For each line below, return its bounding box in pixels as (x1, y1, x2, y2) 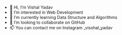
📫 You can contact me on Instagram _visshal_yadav (9, 25, 113, 30)
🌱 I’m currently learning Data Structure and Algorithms (9, 15, 118, 20)
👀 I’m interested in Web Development (9, 9, 83, 15)
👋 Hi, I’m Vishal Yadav (9, 5, 53, 10)
